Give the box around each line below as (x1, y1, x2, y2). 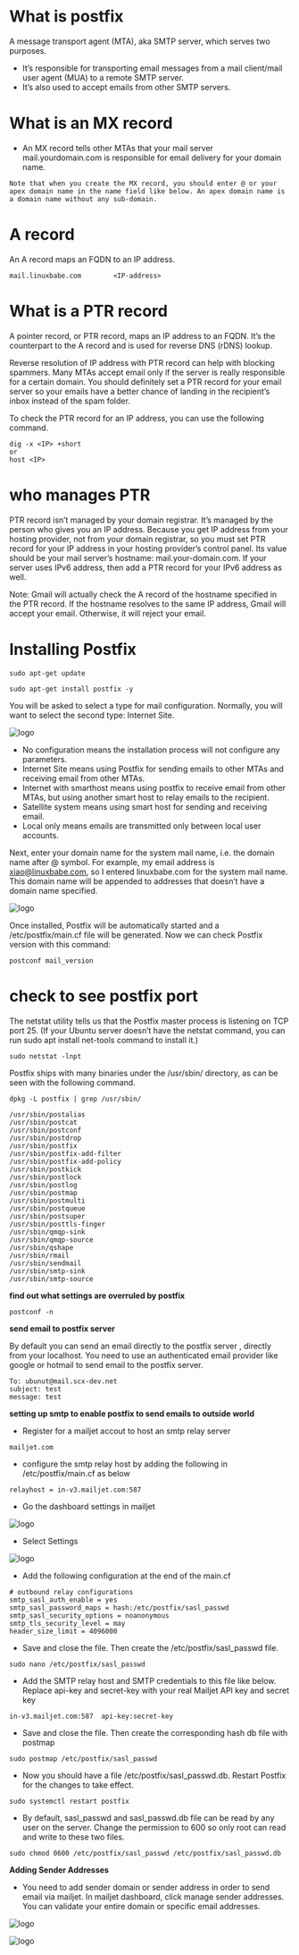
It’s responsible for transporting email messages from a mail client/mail (21, 63, 283, 73)
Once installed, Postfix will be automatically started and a (9, 920, 220, 931)
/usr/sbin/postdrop (9, 1134, 82, 1143)
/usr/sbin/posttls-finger (9, 1220, 105, 1228)
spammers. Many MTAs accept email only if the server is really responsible (9, 367, 286, 378)
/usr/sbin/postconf (9, 1126, 82, 1135)
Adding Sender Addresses (9, 1864, 110, 1875)
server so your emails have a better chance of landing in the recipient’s (9, 386, 270, 396)
